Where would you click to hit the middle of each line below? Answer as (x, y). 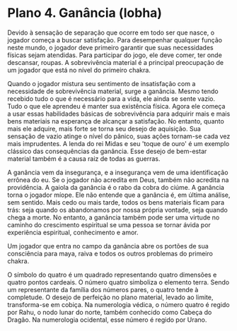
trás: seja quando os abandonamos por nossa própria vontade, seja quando (117, 210)
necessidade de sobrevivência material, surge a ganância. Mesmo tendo (113, 91)
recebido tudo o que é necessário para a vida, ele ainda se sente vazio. (111, 98)
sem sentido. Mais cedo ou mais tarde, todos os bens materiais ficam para (116, 202)
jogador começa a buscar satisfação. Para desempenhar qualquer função (115, 40)
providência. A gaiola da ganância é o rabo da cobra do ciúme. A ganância (116, 187)
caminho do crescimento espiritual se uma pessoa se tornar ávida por (109, 224)
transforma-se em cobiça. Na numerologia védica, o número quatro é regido (118, 304)
